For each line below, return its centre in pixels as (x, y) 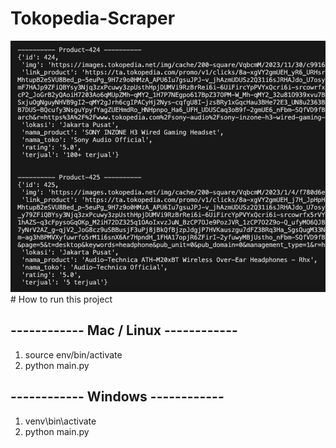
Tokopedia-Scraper (93, 18)
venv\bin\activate (60, 421)
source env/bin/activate (73, 354)
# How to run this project (61, 299)
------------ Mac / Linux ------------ (124, 330)
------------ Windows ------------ (117, 397)
